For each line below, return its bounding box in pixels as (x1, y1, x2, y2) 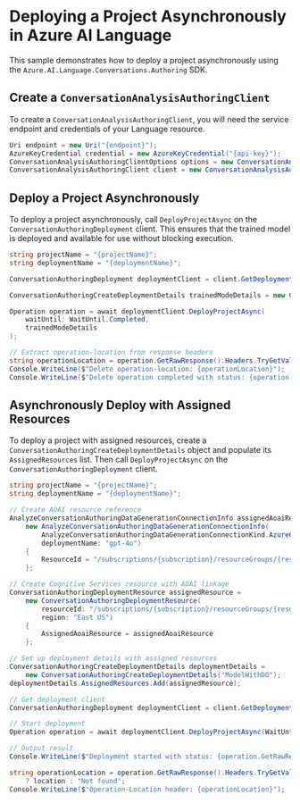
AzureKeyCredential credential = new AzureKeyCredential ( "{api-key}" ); (9, 149, 281, 158)
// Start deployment (9, 719, 87, 729)
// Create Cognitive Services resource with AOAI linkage (9, 580, 229, 589)
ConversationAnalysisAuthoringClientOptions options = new (9, 157, 234, 166)
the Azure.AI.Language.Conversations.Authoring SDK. (9, 64, 208, 75)
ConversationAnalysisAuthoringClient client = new (9, 165, 202, 175)
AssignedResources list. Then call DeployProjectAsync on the (9, 454, 229, 465)
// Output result (9, 744, 74, 753)
